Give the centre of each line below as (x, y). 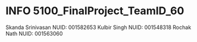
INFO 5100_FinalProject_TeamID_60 (95, 11)
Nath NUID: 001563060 (34, 33)
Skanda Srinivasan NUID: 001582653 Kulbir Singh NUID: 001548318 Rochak (98, 27)
